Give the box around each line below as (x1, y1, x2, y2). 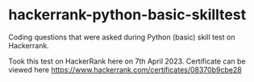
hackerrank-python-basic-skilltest (8, 6, 247, 24)
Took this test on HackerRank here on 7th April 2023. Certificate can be (8, 56, 246, 66)
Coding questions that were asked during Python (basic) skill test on (8, 32, 235, 42)
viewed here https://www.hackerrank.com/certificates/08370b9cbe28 (8, 64, 242, 74)
